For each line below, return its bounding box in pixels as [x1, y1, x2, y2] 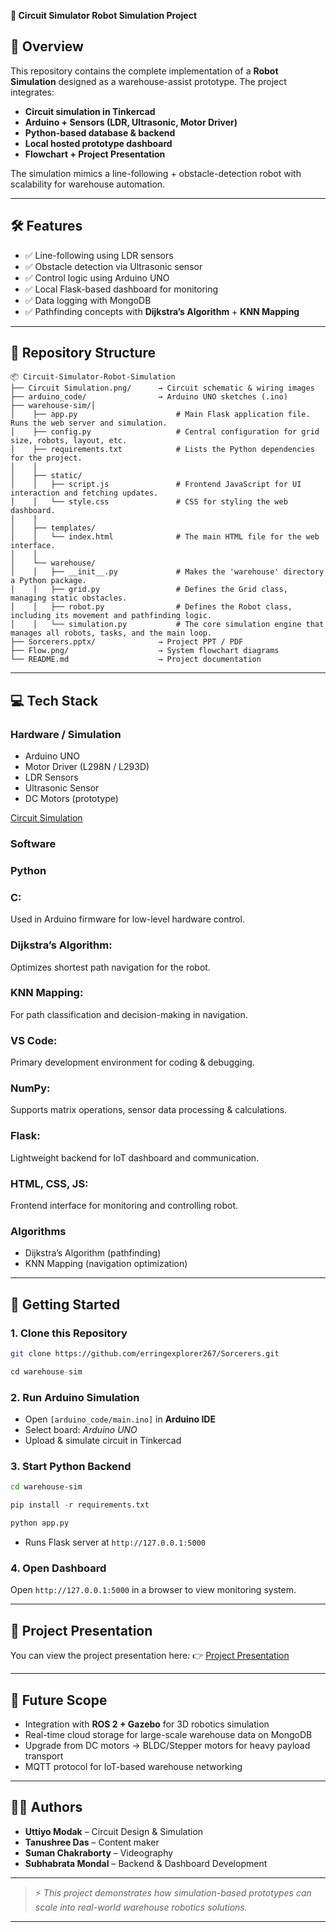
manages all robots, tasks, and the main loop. [10, 628, 213, 639]
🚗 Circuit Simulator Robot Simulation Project [10, 10, 198, 21]
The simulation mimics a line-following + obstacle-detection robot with [10, 167, 302, 179]
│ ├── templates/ [10, 523, 97, 534]
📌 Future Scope [10, 1691, 108, 1709]
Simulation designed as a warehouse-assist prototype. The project [10, 75, 287, 87]
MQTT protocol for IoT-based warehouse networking [24, 1760, 243, 1772]
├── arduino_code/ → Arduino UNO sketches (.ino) [10, 392, 288, 402]
